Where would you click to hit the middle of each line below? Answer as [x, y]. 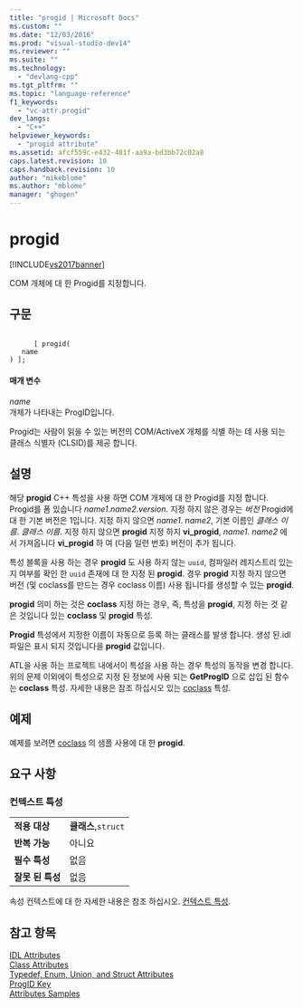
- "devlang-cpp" [48, 77]
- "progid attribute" [58, 144]
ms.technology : [38, 69]
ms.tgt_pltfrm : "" [44, 85]
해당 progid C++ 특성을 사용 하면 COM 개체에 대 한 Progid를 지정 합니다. [139, 497]
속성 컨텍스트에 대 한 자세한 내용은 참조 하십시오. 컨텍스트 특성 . [120, 901]
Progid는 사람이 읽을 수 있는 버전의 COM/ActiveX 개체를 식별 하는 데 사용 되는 [148, 431]
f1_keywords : [34, 102]
